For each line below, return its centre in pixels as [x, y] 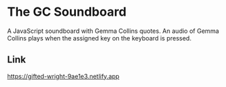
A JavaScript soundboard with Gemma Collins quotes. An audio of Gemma [113, 31]
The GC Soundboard [67, 12]
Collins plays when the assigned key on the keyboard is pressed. [100, 38]
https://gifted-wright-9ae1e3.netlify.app [63, 76]
